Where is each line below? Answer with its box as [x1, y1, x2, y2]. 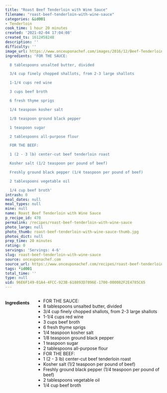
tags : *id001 [5, 266, 32, 271]
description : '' [5, 40, 39, 45]
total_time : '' [5, 271, 37, 276]
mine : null [5, 206, 28, 211]
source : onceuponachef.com [5, 257, 61, 262]
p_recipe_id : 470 [5, 215, 41, 220]
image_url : [5, 49, 28, 54]
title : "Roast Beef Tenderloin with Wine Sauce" [5, 7, 108, 12]
